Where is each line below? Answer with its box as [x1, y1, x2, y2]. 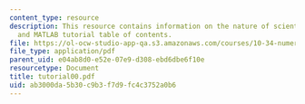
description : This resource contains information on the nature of [9, 22, 271, 31]
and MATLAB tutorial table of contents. [17, 30, 172, 39]
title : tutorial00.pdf [9, 72, 95, 81]
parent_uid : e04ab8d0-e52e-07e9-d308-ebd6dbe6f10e [9, 55, 205, 64]
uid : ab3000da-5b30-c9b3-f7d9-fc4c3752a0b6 [9, 80, 177, 90]
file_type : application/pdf [9, 47, 116, 56]
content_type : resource [9, 13, 100, 23]
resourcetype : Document [9, 64, 100, 73]
